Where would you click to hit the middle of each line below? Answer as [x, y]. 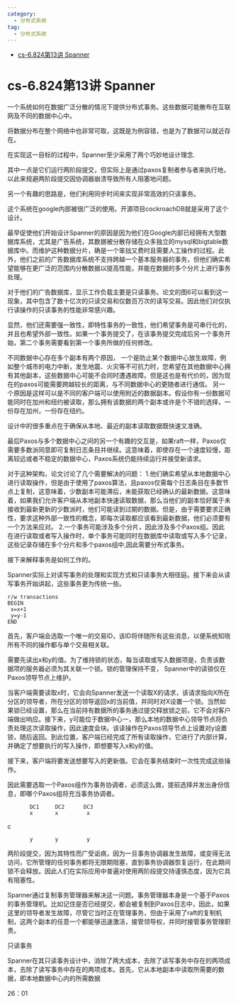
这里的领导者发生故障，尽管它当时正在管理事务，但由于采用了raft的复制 [112, 913]
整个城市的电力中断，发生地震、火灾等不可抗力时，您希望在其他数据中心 [119, 366]
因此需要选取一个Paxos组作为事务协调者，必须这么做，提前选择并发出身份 [115, 785]
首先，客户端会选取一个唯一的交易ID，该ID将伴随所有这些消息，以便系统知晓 [119, 636]
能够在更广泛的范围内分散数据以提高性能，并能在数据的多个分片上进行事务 [122, 268]
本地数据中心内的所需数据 [63, 978]
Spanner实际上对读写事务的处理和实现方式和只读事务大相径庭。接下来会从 [116, 575]
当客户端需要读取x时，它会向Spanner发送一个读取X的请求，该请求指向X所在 [119, 693]
